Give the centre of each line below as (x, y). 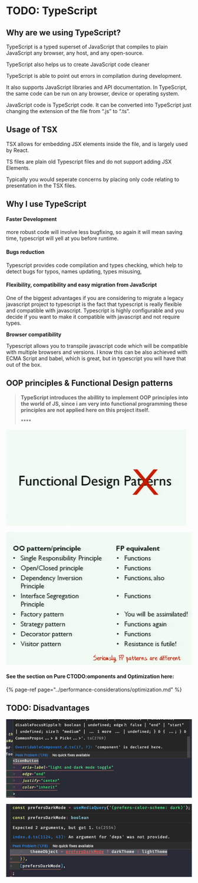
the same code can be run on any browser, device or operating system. (93, 93)
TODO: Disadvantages (48, 708)
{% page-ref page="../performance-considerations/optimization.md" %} (94, 689)
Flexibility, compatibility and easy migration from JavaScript (82, 285)
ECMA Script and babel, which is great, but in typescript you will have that (96, 358)
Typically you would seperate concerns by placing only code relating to (93, 179)
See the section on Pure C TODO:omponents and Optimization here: (90, 677)
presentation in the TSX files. (41, 185)
